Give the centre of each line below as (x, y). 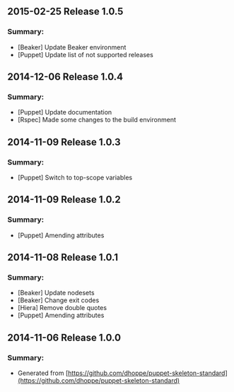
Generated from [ (43, 373)
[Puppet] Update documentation (65, 112)
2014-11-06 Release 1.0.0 (64, 337)
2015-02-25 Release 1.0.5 (65, 12)
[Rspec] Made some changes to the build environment (97, 120)
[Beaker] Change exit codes (58, 300)
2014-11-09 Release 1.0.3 (64, 142)
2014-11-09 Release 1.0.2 (64, 200)
